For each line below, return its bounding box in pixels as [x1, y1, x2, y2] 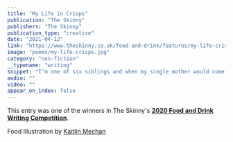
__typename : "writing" [7, 62, 73, 69]
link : [7, 42, 23, 49]
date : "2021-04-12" [7, 36, 64, 43]
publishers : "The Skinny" [7, 23, 82, 30]
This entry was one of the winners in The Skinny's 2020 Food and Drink [7, 107, 214, 115]
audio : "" [7, 74, 36, 82]
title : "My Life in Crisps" [7, 10, 89, 17]
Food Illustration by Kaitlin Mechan [7, 127, 106, 136]
